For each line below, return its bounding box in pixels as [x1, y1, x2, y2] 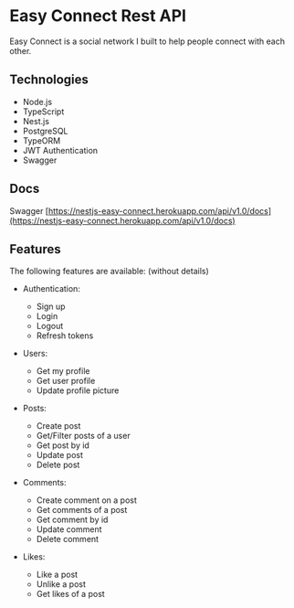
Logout [36, 321, 64, 332]
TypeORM [22, 134, 61, 146]
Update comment [36, 524, 102, 535]
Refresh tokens [36, 330, 94, 341]
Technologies [9, 72, 89, 88]
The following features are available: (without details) [9, 266, 210, 277]
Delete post [36, 459, 80, 471]
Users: [22, 348, 48, 359]
